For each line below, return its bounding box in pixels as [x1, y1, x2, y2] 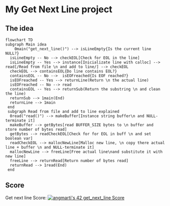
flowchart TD [5, 37, 33, 42]
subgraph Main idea [5, 42, 47, 47]
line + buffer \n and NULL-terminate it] [5, 145, 95, 150]
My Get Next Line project [5, 4, 113, 15]
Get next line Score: [5, 194, 47, 200]
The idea [5, 24, 34, 33]
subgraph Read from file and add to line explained [7, 109, 120, 114]
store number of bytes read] [5, 127, 67, 132]
